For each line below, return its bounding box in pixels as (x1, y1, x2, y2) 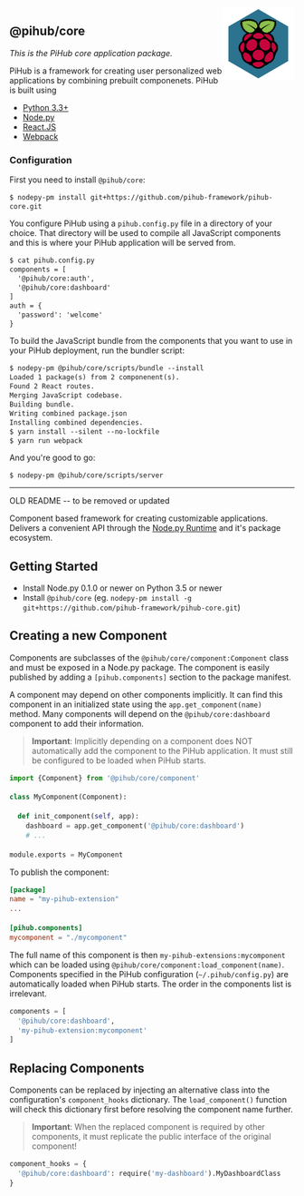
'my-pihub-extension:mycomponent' (17, 1025, 147, 1035)
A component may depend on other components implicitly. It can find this (9, 689, 283, 700)
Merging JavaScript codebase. (9, 391, 124, 400)
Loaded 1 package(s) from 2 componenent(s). (9, 373, 180, 382)
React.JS (22, 121, 57, 132)
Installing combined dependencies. (9, 418, 144, 427)
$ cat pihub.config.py (9, 256, 95, 265)
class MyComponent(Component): (9, 792, 128, 802)
